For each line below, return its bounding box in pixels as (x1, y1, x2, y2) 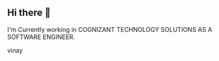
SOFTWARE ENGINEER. (7, 33, 76, 41)
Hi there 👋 (7, 7, 51, 19)
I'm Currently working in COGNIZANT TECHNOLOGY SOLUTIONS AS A (7, 25, 213, 33)
